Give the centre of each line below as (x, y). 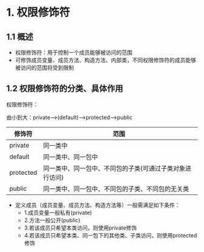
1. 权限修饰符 (38, 12)
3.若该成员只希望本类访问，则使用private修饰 (80, 228)
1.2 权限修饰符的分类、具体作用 (65, 89)
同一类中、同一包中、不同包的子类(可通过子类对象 (114, 168)
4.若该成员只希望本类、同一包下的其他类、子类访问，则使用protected (110, 235)
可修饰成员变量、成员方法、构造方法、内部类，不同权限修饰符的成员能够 (105, 60)
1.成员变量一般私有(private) (58, 213)
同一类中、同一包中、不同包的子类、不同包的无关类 (116, 189)
